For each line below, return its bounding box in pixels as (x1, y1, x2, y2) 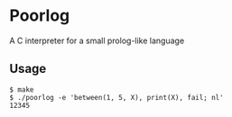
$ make (9, 85, 34, 94)
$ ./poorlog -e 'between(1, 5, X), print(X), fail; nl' (9, 93, 224, 102)
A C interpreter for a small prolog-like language (9, 35, 185, 46)
